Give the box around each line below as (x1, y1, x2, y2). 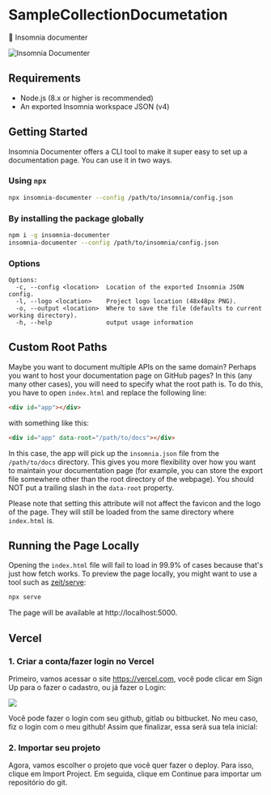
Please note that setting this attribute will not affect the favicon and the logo (8, 498, 261, 508)
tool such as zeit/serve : (8, 577, 87, 587)
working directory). (8, 311, 78, 320)
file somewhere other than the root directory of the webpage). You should (8, 474, 255, 484)
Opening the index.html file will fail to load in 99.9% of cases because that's (8, 560, 264, 570)
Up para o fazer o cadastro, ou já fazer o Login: (8, 683, 167, 692)
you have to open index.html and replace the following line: (8, 387, 207, 397)
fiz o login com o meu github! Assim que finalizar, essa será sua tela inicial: (8, 722, 258, 732)
